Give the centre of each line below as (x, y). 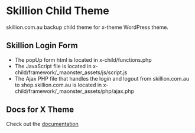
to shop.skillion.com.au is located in (58, 85)
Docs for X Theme (40, 110)
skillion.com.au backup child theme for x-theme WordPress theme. (87, 27)
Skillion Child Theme (58, 11)
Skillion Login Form (42, 46)
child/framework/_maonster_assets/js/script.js (71, 72)
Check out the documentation (42, 124)
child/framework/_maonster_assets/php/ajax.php (74, 91)
